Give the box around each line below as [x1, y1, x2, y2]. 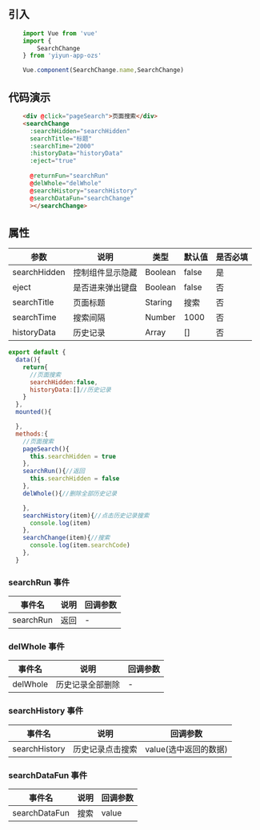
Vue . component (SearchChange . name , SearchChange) [22, 67, 184, 75]
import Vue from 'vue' [22, 29, 98, 38]
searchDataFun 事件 [8, 769, 88, 780]
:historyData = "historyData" [29, 149, 124, 158]
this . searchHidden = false [29, 475, 120, 483]
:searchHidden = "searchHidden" [29, 127, 130, 135]
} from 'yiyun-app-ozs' [22, 51, 102, 60]
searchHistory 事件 [8, 705, 84, 716]
